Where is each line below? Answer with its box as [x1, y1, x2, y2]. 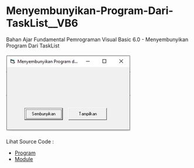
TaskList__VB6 [6, 16, 79, 30]
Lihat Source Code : [6, 138, 55, 145]
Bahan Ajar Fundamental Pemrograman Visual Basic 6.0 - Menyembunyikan [6, 36, 189, 43]
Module [14, 155, 33, 162]
